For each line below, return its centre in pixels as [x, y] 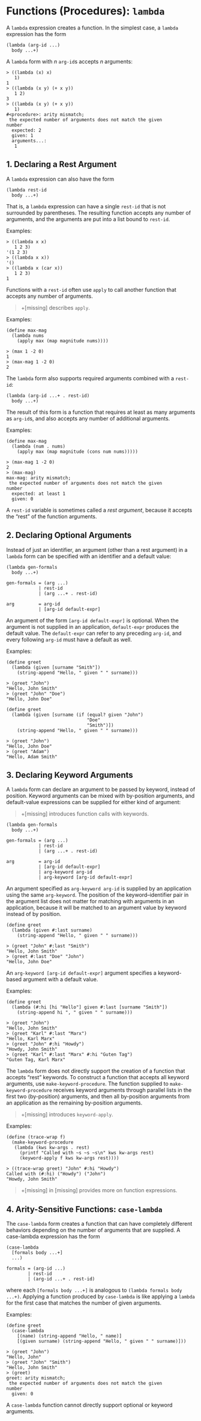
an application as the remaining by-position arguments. [74, 1103]
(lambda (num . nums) [39, 446]
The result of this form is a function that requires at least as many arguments [101, 412]
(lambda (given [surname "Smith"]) [56, 667]
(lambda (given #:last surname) [52, 930]
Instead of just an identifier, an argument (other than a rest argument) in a [97, 550]
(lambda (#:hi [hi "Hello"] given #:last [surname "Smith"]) [90, 1007]
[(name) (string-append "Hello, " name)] [69, 1336]
